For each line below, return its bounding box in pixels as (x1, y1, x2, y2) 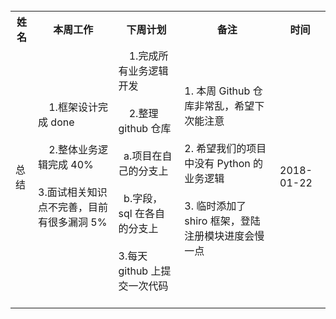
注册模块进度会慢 (184, 229, 265, 243)
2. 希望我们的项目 (184, 142, 267, 155)
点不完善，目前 (38, 200, 109, 214)
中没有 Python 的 (184, 157, 264, 170)
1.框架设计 (48, 100, 98, 114)
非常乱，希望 (194, 99, 255, 113)
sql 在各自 (118, 207, 165, 220)
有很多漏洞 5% (38, 215, 108, 229)
